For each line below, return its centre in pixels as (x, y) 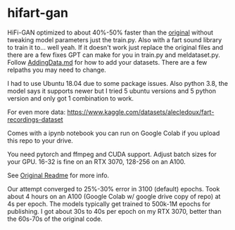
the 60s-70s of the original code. (55, 219)
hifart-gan (38, 13)
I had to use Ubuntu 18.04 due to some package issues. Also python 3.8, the (118, 83)
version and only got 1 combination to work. (71, 98)
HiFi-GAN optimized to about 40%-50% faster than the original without (110, 32)
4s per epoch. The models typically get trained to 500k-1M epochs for (109, 204)
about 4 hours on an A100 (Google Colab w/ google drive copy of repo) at (114, 196)
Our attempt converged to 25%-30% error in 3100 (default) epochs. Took (114, 189)
